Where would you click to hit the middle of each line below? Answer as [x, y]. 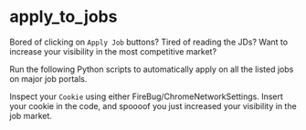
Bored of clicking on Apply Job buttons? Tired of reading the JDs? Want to [149, 42]
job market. [31, 115]
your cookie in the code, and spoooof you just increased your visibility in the [153, 105]
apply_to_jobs [63, 17]
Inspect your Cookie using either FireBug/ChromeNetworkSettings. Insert [146, 96]
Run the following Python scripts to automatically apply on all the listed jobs [152, 69]
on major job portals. [48, 78]
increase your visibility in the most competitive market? [113, 51]
